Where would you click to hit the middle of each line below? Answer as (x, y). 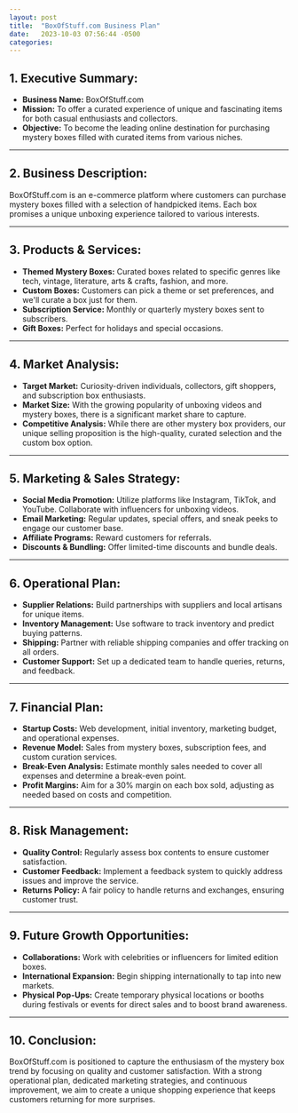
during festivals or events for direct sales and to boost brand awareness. (155, 1004)
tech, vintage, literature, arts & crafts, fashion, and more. (125, 281)
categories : (31, 42)
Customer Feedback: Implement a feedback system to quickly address (153, 871)
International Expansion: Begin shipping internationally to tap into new (152, 976)
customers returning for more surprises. (82, 1100)
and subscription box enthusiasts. (84, 395)
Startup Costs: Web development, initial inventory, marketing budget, (149, 728)
